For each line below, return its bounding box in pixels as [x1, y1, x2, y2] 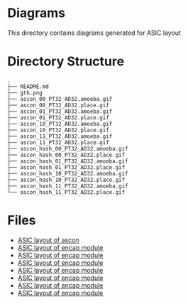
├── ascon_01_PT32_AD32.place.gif [7, 114, 110, 121]
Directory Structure [7, 53, 125, 70]
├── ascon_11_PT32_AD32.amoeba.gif [7, 133, 113, 140]
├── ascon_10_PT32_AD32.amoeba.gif [7, 120, 113, 127]
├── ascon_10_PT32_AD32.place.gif [7, 126, 110, 134]
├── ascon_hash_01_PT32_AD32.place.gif [7, 163, 126, 171]
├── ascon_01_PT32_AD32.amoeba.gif [7, 108, 113, 115]
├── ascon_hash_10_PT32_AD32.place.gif [7, 176, 126, 183]
